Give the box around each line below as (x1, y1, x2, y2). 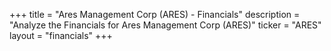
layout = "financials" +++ (9, 30, 113, 41)
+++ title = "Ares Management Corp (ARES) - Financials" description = (9, 9, 301, 20)
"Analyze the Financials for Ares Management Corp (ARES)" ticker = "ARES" (9, 19, 322, 31)
